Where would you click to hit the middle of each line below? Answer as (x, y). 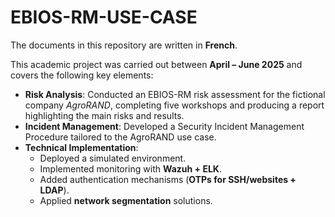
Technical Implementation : (81, 147)
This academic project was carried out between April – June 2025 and (156, 64)
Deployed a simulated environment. (113, 158)
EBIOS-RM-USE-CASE (104, 17)
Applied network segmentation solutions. (126, 200)
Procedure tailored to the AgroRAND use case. (120, 137)
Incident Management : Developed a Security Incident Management (164, 126)
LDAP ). (54, 190)
